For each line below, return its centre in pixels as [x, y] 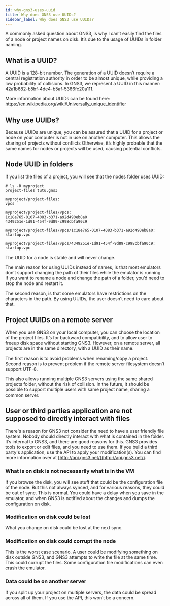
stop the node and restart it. [34, 283]
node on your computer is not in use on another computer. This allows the [82, 138]
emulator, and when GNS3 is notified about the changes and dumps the [80, 498]
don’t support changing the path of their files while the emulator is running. [84, 272]
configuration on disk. [28, 504]
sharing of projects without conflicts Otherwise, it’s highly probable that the [84, 143]
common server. [22, 395]
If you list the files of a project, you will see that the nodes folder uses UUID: [85, 176]
